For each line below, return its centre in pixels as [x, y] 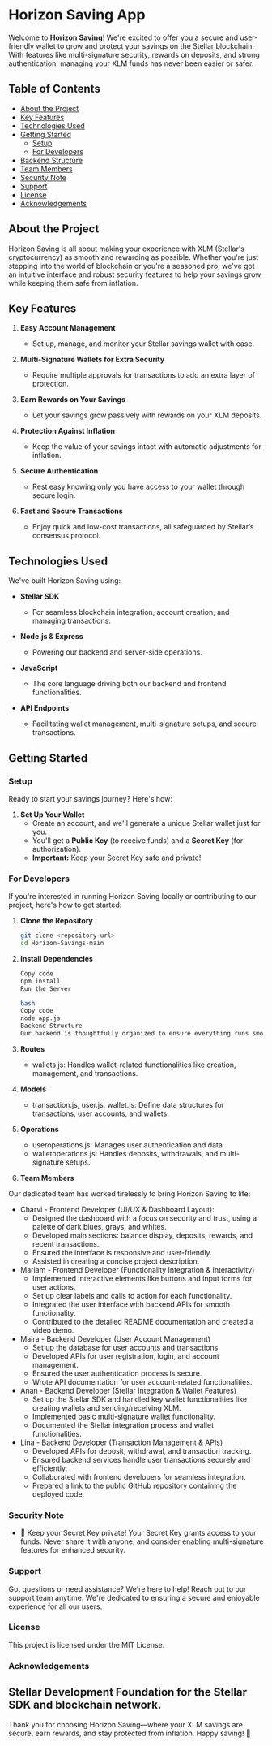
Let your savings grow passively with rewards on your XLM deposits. [147, 415]
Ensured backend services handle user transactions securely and [141, 1459]
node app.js [40, 1018]
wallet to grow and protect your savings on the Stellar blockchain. [145, 45]
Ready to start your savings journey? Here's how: [90, 798]
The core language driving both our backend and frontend [129, 684]
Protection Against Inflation [68, 431]
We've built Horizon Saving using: [65, 581]
